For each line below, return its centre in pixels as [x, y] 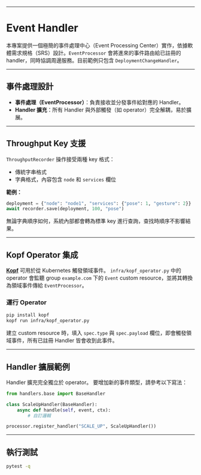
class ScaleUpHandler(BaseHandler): [52, 404]
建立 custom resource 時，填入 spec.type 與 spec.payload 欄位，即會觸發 [96, 333]
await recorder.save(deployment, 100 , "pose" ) [65, 209]
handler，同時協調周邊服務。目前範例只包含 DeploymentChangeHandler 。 [94, 60]
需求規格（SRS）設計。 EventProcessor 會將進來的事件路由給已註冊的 [96, 53]
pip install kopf [28, 315]
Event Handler [42, 28]
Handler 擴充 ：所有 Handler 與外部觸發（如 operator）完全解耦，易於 [100, 110]
